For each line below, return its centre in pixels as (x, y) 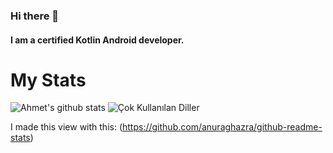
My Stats (48, 80)
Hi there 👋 (35, 16)
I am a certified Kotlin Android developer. (97, 40)
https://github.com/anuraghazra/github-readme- (222, 127)
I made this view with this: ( (66, 127)
